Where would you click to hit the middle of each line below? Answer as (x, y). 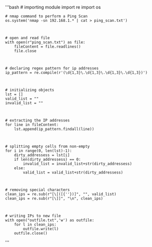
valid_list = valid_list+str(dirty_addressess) (73, 173)
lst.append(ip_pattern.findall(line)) (54, 129)
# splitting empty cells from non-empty (48, 146)
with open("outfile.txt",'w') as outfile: (50, 220)
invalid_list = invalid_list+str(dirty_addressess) (78, 164)
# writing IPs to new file (33, 216)
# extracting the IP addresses (38, 121)
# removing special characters (38, 190)
